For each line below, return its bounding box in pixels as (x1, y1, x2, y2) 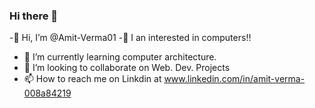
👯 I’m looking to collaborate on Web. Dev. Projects (23, 62, 231, 74)
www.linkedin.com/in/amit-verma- (163, 73, 306, 85)
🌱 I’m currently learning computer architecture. (23, 51, 217, 63)
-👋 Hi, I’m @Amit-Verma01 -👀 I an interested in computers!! (9, 32, 252, 44)
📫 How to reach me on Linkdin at (23, 73, 162, 85)
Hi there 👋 (9, 9, 59, 23)
